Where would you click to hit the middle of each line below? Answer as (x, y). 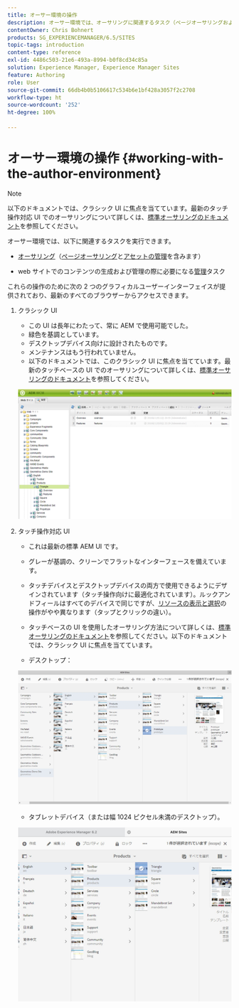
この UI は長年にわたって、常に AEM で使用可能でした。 (110, 325)
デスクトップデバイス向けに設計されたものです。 (100, 343)
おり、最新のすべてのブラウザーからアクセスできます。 (112, 295)
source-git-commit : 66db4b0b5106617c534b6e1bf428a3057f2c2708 (101, 90)
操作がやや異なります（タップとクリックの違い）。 (102, 612)
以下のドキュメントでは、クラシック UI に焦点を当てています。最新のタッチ (118, 208)
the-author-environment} (84, 174)
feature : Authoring (36, 75)
